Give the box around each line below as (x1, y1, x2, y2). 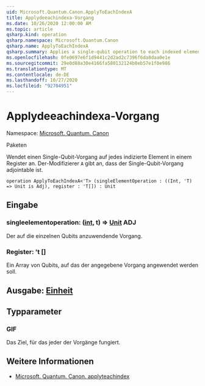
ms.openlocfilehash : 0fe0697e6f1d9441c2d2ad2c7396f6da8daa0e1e (6, 54, 171, 61)
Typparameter (6, 306, 62, 317)
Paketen (6, 141, 27, 149)
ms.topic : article (6, 26, 53, 32)
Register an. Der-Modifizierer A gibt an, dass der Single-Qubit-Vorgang (6, 160, 184, 167)
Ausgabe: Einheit (6, 286, 73, 296)
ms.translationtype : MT (6, 65, 67, 72)
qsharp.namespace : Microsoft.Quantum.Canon (6, 37, 119, 43)
